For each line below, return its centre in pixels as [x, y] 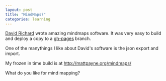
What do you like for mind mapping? [43, 73]
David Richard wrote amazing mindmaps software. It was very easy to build [83, 33]
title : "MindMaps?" [26, 14]
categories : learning [28, 19]
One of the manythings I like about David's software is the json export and [82, 48]
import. [13, 53]
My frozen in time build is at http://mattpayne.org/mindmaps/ [68, 63]
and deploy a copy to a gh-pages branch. [48, 38]
